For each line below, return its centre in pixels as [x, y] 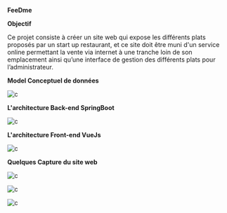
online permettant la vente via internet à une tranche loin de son [100, 52]
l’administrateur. [31, 67]
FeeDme [20, 10]
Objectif [19, 23]
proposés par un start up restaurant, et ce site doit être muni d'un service [113, 44]
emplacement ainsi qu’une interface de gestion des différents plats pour [111, 60]
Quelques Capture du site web [52, 162]
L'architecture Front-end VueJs [54, 135]
